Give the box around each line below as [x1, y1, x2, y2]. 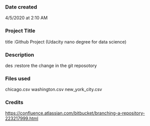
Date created [5, 3, 37, 10]
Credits [5, 99, 23, 106]
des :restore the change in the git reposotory [5, 62, 97, 68]
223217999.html [5, 115, 38, 121]
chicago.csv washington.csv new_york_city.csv [5, 86, 102, 92]
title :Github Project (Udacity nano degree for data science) [5, 38, 127, 44]
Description [5, 51, 34, 58]
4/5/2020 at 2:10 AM [5, 15, 48, 21]
